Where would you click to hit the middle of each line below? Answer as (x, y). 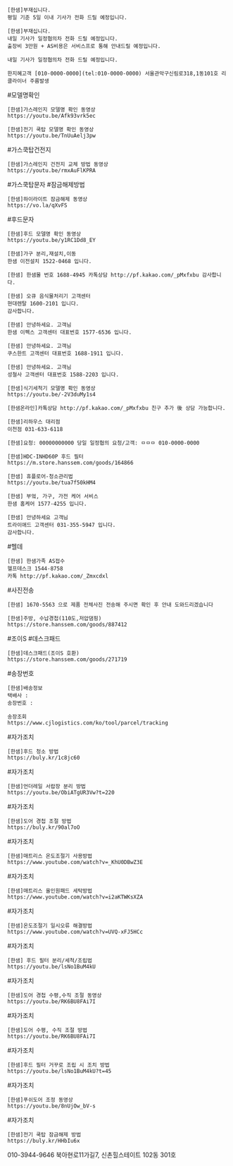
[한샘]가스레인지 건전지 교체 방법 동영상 (58, 164)
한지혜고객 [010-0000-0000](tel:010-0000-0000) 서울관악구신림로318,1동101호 (113, 73)
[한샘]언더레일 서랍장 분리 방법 (47, 787)
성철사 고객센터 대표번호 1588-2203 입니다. (63, 375)
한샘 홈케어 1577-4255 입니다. (47, 504)
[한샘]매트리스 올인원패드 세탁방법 (50, 891)
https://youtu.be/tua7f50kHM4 (52, 482)
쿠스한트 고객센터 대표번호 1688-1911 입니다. (66, 353)
